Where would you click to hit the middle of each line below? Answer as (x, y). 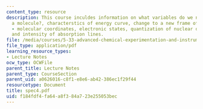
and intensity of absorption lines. (58, 35)
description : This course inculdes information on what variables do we (100, 18)
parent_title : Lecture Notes (43, 68)
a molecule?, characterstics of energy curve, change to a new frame (101, 23)
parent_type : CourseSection (42, 74)
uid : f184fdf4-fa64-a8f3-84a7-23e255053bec (62, 96)
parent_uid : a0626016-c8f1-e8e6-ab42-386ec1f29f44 (71, 79)
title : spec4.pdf (28, 91)
